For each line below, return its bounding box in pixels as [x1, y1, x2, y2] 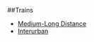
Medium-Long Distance [17, 20, 87, 27]
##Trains [7, 6, 34, 14]
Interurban [17, 27, 49, 35]
